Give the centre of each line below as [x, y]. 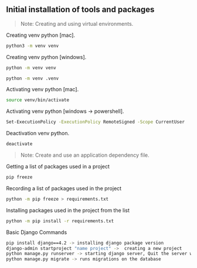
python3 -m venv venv [33, 46]
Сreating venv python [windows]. [46, 57]
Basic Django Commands [37, 232]
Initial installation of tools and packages [80, 10]
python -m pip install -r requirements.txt [60, 221]
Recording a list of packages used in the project [64, 188]
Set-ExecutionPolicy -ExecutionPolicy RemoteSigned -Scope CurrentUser [95, 122]
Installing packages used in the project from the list [68, 210]
